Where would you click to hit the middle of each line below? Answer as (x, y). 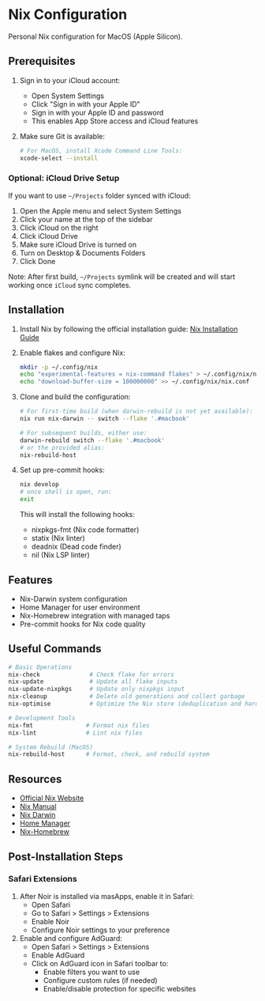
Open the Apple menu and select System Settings (100, 210)
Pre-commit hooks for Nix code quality (82, 624)
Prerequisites (42, 61)
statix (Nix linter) (58, 538)
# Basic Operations (40, 667)
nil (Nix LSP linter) (61, 555)
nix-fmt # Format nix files (79, 725)
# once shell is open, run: (65, 492)
